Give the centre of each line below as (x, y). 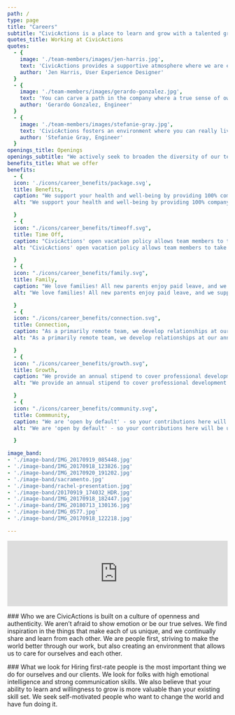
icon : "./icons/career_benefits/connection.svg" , (87, 318)
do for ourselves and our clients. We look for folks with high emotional (108, 674)
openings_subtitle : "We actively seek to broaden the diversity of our (114, 157)
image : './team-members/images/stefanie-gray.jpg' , (97, 124)
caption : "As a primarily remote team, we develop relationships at (115, 332)
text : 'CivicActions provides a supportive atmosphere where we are (122, 66)
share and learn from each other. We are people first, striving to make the (113, 638)
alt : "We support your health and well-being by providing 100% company (122, 203)
